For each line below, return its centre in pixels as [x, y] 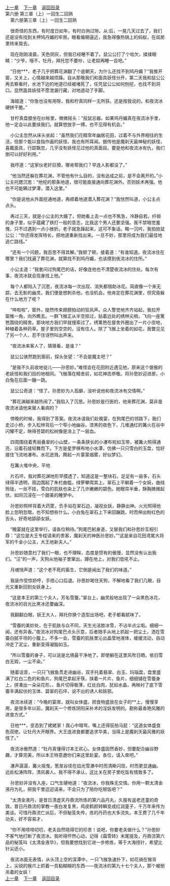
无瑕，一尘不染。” [27, 661]
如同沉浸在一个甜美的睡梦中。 [45, 495]
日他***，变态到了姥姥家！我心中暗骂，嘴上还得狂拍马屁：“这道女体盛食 [85, 725]
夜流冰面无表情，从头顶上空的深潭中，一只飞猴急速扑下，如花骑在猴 [81, 859]
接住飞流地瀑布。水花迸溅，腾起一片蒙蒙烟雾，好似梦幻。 [65, 455]
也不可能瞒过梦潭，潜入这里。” [36, 188]
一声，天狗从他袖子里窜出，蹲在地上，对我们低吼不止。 [85, 559]
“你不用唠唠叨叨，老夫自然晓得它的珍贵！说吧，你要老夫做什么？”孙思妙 [85, 830]
